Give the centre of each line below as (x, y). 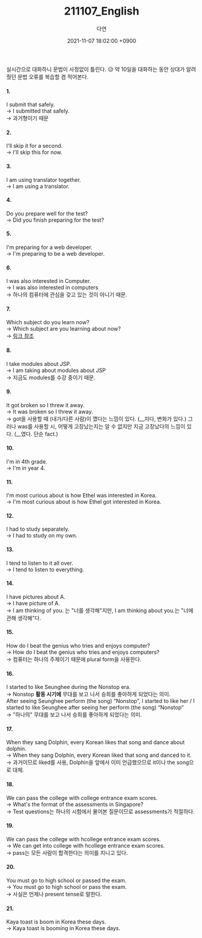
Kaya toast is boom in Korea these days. (56, 922)
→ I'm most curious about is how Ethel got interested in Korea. (84, 502)
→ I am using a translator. (38, 186)
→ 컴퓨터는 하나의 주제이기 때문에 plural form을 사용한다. (74, 659)
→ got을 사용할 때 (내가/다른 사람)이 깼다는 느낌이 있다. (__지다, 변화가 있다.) (96, 419)
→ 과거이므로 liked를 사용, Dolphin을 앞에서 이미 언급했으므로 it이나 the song (98, 762)
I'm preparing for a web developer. (49, 247)
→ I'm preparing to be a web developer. (55, 253)
